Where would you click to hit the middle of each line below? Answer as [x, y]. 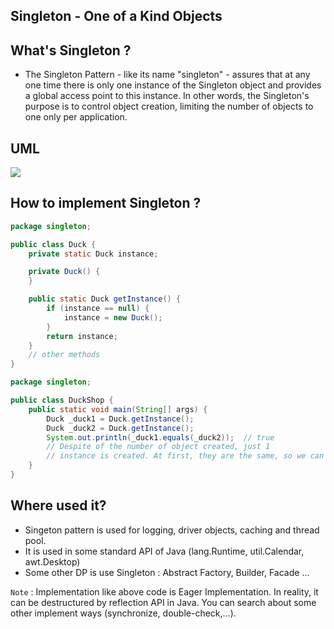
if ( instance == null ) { [98, 309]
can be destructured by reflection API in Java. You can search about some [163, 602]
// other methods [64, 355]
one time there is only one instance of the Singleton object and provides [173, 85]
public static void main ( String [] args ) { [118, 409]
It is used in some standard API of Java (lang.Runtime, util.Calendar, [164, 551]
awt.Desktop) [52, 561]
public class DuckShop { [62, 400]
